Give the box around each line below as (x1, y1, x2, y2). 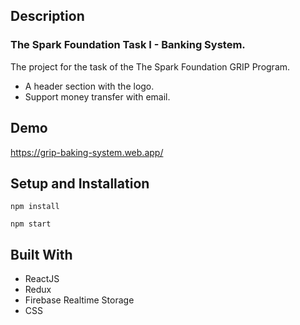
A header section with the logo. (24, 80, 155, 92)
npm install (10, 202, 60, 212)
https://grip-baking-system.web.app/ (10, 146, 164, 158)
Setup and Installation (10, 175, 150, 192)
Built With (10, 246, 73, 263)
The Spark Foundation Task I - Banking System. (10, 38, 246, 52)
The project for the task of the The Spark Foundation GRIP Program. (10, 60, 291, 73)
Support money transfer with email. (24, 90, 171, 103)
